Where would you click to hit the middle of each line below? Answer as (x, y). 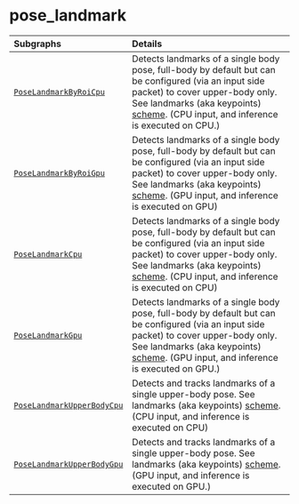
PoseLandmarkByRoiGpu (59, 173)
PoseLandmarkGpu (48, 335)
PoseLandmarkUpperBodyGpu (69, 464)
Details (147, 44)
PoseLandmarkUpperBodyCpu (69, 405)
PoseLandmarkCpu (48, 254)
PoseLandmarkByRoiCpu (59, 92)
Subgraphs (38, 44)
